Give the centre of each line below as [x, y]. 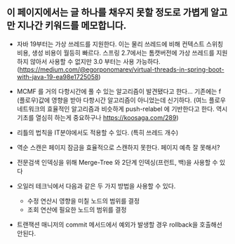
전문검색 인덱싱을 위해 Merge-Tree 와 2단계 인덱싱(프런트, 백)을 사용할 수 [117, 162]
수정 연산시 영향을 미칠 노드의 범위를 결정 [83, 201]
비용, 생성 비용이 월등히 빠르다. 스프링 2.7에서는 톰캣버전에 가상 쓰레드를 [115, 53]
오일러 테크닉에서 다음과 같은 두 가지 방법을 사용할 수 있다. [96, 186]
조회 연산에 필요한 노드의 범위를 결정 [77, 210]
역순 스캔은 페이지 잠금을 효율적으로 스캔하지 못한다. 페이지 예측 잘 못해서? [118, 147]
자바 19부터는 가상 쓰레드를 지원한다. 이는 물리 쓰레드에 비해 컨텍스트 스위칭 [120, 43]
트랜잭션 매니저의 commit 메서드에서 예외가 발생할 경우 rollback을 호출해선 [119, 224]
